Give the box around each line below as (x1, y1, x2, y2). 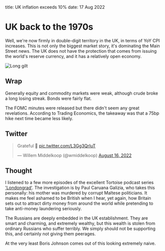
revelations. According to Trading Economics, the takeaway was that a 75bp (5, 110, 160, 116)
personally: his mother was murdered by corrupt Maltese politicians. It (5, 190, 148, 196)
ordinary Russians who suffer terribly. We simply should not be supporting (5, 226, 156, 232)
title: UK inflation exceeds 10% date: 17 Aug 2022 (5, 4, 105, 10)
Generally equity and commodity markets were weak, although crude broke (5, 90, 159, 96)
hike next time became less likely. (5, 115, 73, 121)
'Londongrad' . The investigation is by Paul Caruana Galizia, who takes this (5, 185, 155, 191)
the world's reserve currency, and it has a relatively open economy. (5, 53, 142, 59)
